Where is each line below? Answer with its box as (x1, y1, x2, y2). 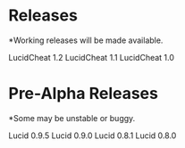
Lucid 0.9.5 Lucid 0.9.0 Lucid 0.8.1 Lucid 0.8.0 (8, 130, 177, 141)
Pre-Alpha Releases (8, 84, 158, 103)
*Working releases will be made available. (8, 35, 164, 45)
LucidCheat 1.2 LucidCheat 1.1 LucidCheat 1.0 (8, 52, 175, 62)
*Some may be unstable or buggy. (8, 112, 136, 123)
